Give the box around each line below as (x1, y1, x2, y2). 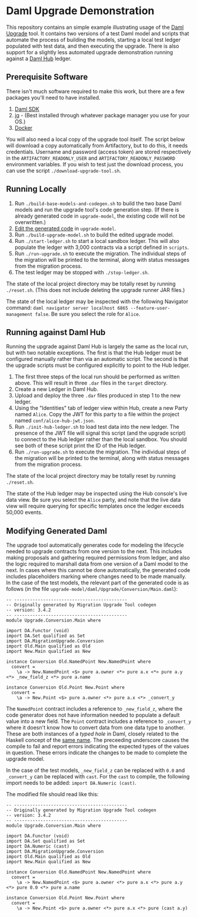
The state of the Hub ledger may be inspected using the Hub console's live (6, 490, 188, 497)
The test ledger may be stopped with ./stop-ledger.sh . (14, 268, 149, 275)
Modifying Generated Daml (6, 526, 108, 536)
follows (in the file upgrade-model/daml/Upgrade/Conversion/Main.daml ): (6, 586, 178, 593)
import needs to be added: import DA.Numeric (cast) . (6, 780, 137, 787)
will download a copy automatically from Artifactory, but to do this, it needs (6, 142, 188, 149)
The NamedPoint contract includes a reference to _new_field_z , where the (6, 705, 183, 712)
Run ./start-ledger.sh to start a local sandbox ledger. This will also (14, 237, 179, 244)
